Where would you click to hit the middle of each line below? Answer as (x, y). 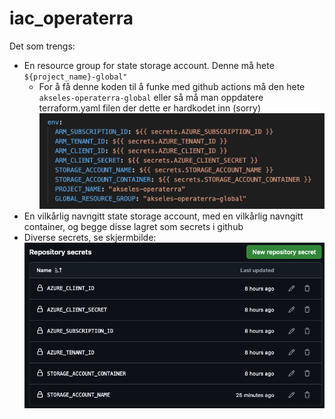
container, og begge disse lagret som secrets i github (133, 226)
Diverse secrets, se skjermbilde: (90, 237)
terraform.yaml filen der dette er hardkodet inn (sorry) (150, 108)
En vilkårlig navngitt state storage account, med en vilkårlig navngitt (163, 216)
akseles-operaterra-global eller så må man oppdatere (151, 97)
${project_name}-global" (75, 77)
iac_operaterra (71, 18)
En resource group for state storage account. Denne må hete (149, 65)
